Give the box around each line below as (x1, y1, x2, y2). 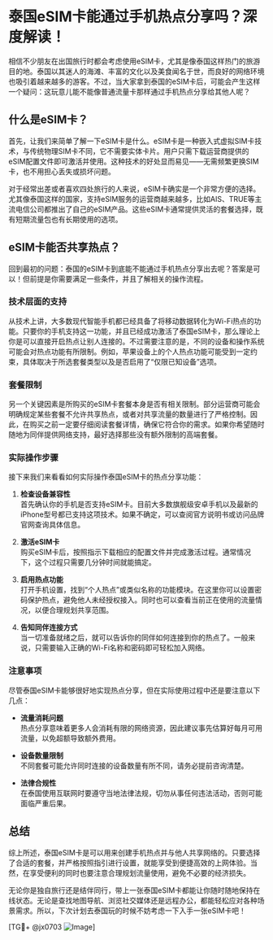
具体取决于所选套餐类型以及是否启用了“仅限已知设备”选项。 (22, 356, 222, 366)
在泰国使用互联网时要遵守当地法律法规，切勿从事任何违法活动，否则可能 (19, 788, 262, 798)
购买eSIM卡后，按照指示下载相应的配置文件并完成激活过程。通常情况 (19, 547, 252, 557)
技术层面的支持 (8, 296, 67, 308)
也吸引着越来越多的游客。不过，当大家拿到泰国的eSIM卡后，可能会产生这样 (8, 77, 261, 86)
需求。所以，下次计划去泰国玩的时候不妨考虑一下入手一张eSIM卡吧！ (15, 905, 246, 916)
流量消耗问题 (19, 713, 63, 723)
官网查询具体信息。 (19, 520, 85, 530)
